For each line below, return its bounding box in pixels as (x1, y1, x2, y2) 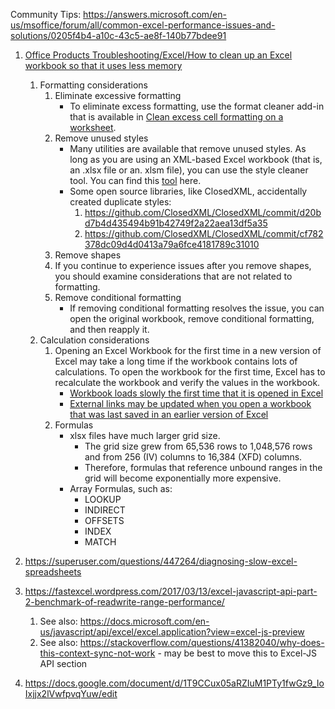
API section (39, 658, 88, 669)
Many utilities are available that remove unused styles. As (69, 143, 307, 154)
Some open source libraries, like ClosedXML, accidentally (69, 185, 308, 197)
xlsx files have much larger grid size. (69, 430, 221, 441)
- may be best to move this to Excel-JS (157, 647, 318, 659)
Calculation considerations (39, 334, 150, 346)
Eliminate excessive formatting (54, 90, 182, 101)
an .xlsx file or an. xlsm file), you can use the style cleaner (69, 164, 309, 176)
